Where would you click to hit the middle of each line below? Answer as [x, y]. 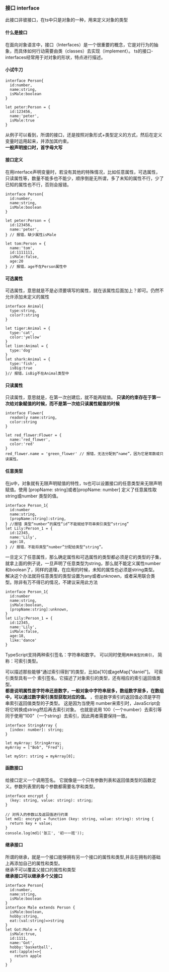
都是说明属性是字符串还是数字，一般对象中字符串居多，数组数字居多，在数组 [84, 690]
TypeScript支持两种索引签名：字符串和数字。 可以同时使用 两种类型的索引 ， [81, 654]
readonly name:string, [33, 418]
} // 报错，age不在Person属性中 [36, 266]
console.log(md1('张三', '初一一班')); [45, 833]
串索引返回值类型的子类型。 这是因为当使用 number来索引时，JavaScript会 [83, 703]
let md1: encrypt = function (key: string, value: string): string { [80, 819]
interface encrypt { [27, 796]
